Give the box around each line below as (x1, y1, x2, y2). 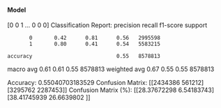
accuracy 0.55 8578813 (7, 53, 160, 60)
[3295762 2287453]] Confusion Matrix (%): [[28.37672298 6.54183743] (7, 86, 215, 94)
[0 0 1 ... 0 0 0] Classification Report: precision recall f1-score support (7, 21, 208, 29)
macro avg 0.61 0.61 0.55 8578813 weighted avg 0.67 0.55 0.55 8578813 (7, 65, 215, 73)
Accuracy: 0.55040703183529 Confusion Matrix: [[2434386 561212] (7, 79, 204, 87)
